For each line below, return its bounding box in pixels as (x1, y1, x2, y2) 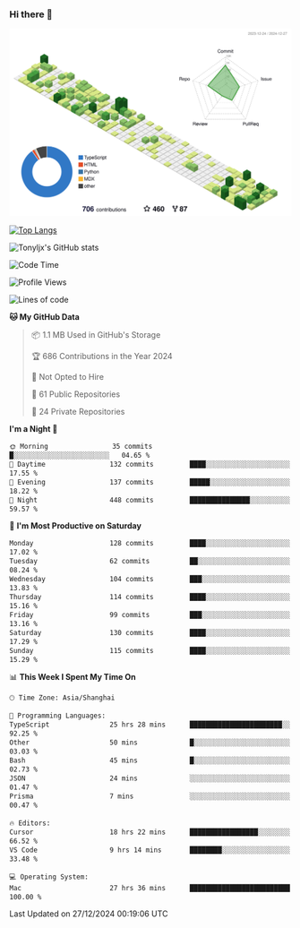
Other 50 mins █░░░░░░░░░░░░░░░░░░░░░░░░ (9, 738, 291, 747)
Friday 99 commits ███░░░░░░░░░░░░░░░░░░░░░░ (9, 611, 291, 620)
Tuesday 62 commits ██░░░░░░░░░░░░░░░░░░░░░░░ (9, 557, 291, 566)
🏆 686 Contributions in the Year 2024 (30, 351, 173, 362)
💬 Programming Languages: (9, 711, 106, 720)
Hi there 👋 (9, 8, 54, 21)
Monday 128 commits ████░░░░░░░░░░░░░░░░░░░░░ (9, 539, 291, 548)
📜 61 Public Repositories (30, 389, 121, 400)
